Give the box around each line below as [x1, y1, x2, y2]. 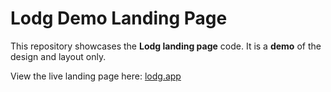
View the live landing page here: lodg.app [10, 70, 182, 82]
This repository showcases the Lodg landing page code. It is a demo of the [10, 40, 322, 52]
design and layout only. [10, 50, 107, 62]
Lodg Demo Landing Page [10, 7, 228, 30]
